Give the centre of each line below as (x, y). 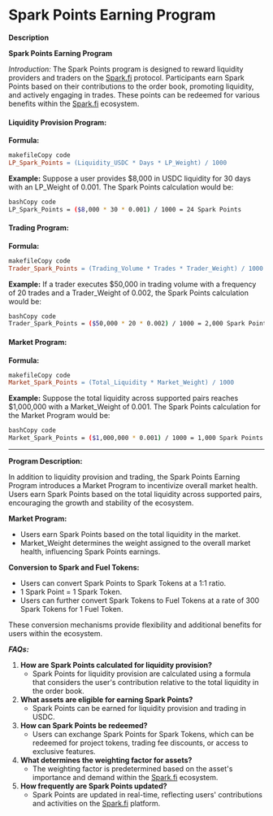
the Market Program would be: (59, 416)
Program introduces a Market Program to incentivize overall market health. (133, 486)
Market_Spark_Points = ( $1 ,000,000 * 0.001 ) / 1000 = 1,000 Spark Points (136, 438)
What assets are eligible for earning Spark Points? (106, 700)
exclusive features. (64, 752)
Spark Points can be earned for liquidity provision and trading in (139, 709)
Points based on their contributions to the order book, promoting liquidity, (131, 86)
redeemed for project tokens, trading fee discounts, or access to (140, 743)
